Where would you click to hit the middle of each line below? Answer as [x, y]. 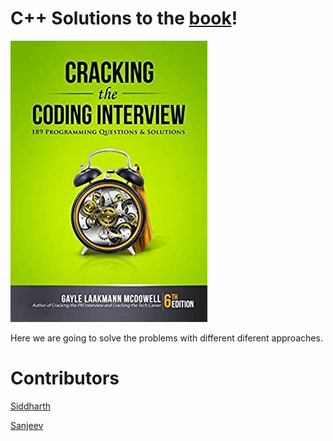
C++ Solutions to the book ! [124, 18]
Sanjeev [27, 425]
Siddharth [31, 406]
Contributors [65, 378]
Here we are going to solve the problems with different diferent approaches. [166, 338]
